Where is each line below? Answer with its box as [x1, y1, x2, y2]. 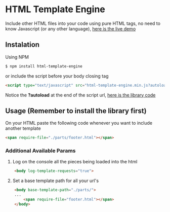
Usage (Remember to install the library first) [5, 107, 147, 115]
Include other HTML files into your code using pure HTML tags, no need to [5, 20, 161, 26]
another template [5, 125, 41, 131]
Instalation [5, 41, 39, 49]
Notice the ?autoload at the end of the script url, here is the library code [5, 92, 156, 98]
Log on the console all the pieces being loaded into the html [12, 159, 138, 165]
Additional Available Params [5, 147, 76, 154]
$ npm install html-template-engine [5, 63, 82, 69]
